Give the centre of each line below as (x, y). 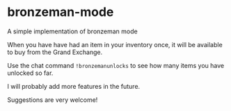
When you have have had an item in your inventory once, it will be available (115, 44)
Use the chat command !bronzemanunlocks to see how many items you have (116, 65)
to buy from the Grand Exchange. (55, 52)
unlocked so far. (30, 73)
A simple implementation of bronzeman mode (72, 31)
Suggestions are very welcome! (53, 100)
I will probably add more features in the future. (74, 86)
